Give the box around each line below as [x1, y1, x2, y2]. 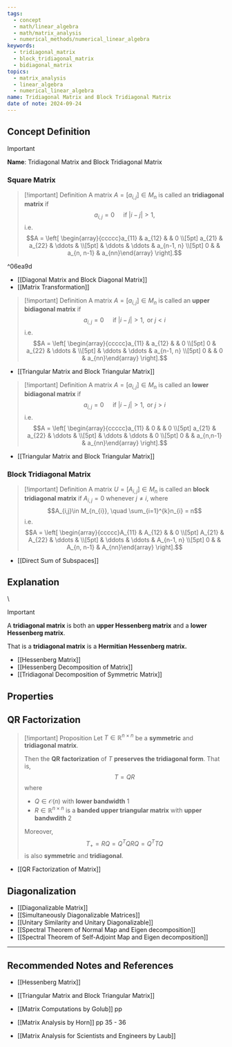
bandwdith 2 [34, 814, 72, 822]
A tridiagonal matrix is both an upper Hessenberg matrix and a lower [7, 621, 207, 630]
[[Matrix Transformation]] [17, 283, 90, 291]
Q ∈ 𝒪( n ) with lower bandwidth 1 [34, 797, 130, 805]
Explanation [7, 576, 60, 589]
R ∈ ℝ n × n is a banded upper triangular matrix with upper [34, 805, 202, 814]
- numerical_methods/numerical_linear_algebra [13, 36, 150, 43]
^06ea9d [7, 262, 32, 270]
